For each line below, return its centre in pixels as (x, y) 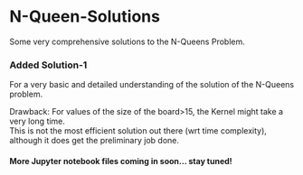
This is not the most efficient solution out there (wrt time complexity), (138, 131)
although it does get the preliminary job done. (94, 141)
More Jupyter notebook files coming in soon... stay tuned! (121, 161)
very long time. (38, 121)
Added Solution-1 (48, 65)
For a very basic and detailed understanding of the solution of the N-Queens (152, 85)
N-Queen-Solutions (85, 17)
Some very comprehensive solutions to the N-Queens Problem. (128, 41)
